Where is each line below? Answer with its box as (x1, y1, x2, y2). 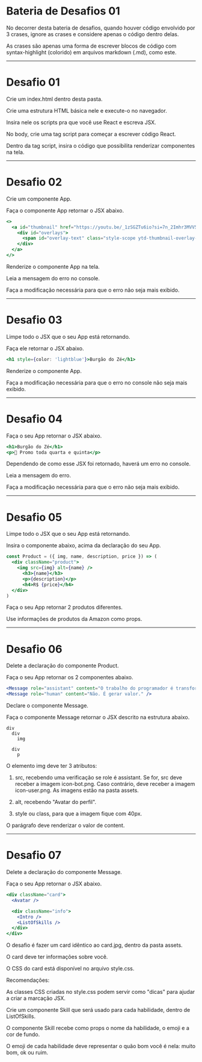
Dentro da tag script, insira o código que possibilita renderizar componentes (6, 142, 195, 149)
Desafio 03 (6, 313, 63, 327)
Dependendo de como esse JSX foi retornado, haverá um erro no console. (6, 460, 191, 468)
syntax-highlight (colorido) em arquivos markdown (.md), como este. (6, 48, 177, 55)
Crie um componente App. (6, 195, 72, 203)
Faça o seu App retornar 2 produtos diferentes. (6, 604, 123, 611)
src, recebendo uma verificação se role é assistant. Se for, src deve (14, 774, 182, 781)
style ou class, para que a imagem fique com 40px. (14, 810, 142, 817)
